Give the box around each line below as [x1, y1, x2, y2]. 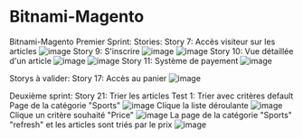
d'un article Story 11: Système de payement [9, 55, 239, 66]
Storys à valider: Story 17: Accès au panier [9, 72, 167, 83]
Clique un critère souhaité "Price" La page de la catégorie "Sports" [9, 109, 292, 120]
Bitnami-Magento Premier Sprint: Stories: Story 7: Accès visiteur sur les [9, 36, 276, 47]
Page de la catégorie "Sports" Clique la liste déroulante [9, 99, 249, 110]
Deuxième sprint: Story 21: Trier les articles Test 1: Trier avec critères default [9, 90, 294, 101]
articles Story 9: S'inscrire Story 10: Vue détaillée [9, 45, 294, 56]
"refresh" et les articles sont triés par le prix [9, 119, 173, 130]
